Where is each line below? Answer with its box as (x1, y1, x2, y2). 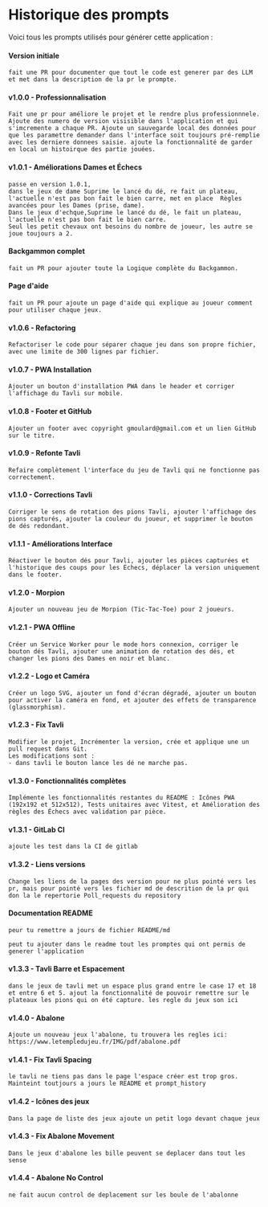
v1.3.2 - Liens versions (8, 859, 86, 869)
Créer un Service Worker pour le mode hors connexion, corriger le (8, 640, 239, 649)
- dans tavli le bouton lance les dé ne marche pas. (8, 759, 189, 767)
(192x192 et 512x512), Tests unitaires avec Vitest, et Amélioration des (8, 801, 261, 809)
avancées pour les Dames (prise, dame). (8, 201, 146, 210)
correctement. (8, 473, 56, 481)
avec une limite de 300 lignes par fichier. (8, 348, 160, 356)
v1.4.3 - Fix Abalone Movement (8, 1131, 115, 1141)
